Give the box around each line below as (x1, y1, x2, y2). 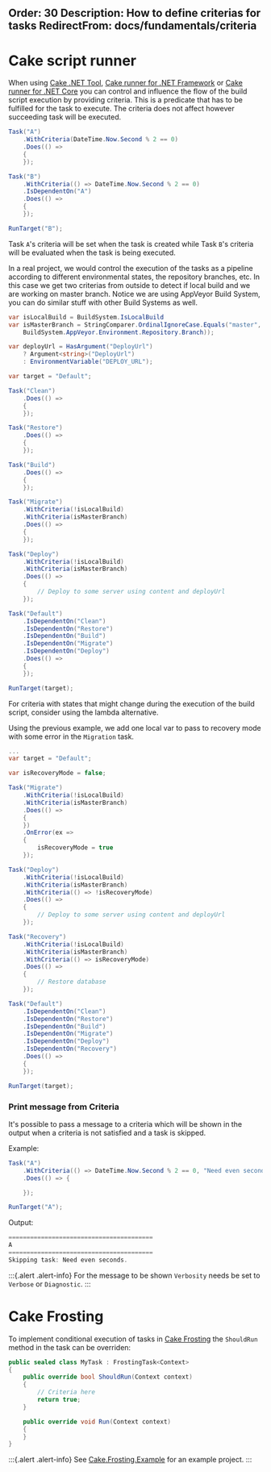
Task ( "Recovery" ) (8, 932, 67, 940)
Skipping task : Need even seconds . (8, 1256, 128, 1264)
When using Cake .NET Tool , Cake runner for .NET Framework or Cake (8, 78, 244, 88)
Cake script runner (8, 52, 137, 69)
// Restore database (37, 978, 106, 986)
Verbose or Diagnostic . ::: (8, 1278, 91, 1289)
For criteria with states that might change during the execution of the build (8, 698, 256, 708)
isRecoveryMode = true (37, 844, 114, 852)
